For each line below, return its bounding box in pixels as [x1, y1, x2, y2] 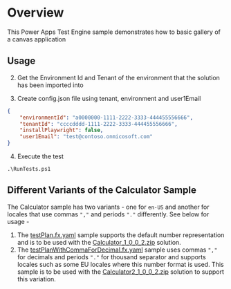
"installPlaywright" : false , [19, 127, 104, 134]
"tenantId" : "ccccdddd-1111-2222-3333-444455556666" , [19, 120, 178, 127]
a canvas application [7, 35, 66, 43]
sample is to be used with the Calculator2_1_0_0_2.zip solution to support [17, 268, 225, 276]
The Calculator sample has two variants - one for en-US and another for [7, 203, 210, 211]
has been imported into [17, 81, 84, 89]
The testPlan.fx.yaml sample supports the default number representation [17, 230, 225, 239]
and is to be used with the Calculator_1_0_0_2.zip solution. [17, 238, 181, 246]
